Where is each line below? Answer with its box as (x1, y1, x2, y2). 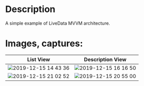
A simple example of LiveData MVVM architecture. (5, 20, 110, 26)
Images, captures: (5, 38, 83, 49)
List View (27, 56, 51, 63)
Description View (84, 56, 127, 63)
